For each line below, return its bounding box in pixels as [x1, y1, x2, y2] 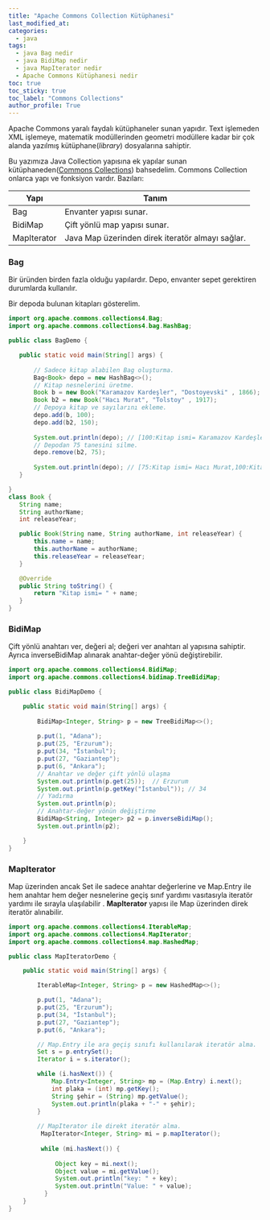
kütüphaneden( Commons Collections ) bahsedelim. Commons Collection [8, 165, 247, 175]
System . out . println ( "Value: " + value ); [55, 1182, 193, 1190]
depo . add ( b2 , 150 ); [33, 418, 99, 427]
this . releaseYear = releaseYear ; [33, 552, 146, 560]
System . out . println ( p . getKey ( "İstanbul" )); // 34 [37, 784, 207, 793]
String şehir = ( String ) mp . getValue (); [51, 1092, 189, 1100]
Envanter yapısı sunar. [63, 206, 149, 217]
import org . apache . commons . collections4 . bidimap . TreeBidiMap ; [8, 673, 221, 681]
